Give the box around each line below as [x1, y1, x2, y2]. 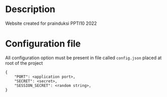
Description [5, 4, 55, 15]
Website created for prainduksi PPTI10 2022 [5, 20, 97, 26]
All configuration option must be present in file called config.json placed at [5, 55, 162, 61]
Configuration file [5, 38, 81, 50]
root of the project [5, 60, 43, 66]
